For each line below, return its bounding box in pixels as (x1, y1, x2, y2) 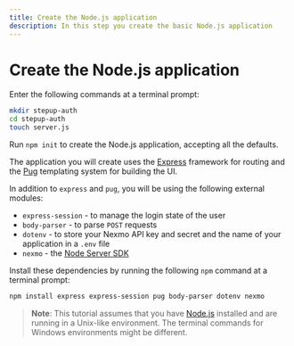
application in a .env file (21, 238, 110, 250)
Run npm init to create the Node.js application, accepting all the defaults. (9, 139, 279, 150)
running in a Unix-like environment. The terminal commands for (30, 317, 265, 328)
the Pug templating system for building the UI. (9, 166, 178, 177)
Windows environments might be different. (30, 326, 188, 337)
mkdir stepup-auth (9, 106, 78, 116)
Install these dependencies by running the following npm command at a (9, 265, 268, 276)
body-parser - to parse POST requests (21, 219, 158, 230)
